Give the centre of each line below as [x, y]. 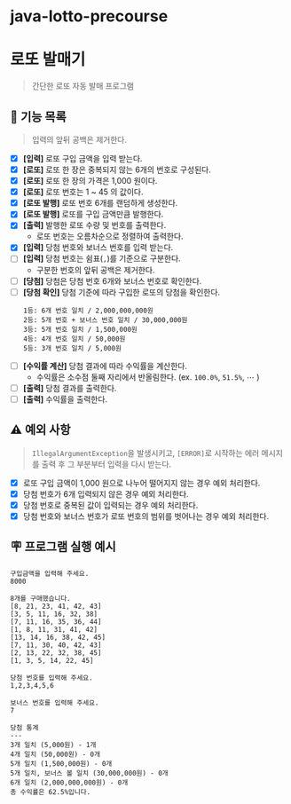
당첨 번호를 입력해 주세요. [51, 678]
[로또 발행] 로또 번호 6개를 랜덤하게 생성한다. [100, 203]
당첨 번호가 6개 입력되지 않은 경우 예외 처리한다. [106, 493]
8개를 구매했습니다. [40, 598]
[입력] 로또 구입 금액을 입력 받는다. [83, 158]
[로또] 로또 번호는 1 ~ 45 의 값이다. [83, 192]
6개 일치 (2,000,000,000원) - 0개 [69, 783]
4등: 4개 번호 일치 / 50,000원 [74, 339]
